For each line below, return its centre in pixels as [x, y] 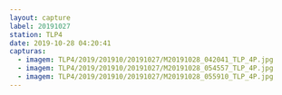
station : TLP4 [36, 34]
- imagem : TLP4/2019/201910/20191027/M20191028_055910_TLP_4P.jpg [146, 77]
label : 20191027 [40, 26]
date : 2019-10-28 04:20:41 [60, 43]
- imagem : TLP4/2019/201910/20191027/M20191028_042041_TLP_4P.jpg [146, 60]
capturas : [28, 52]
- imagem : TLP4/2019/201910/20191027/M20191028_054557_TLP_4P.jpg [146, 69]
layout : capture [40, 18]
